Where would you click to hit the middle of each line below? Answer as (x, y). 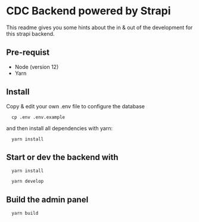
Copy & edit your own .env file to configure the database (75, 106)
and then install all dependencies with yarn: (60, 128)
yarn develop (28, 182)
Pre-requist (28, 53)
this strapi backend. (30, 33)
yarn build (25, 213)
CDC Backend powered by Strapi (88, 11)
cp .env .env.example (38, 117)
